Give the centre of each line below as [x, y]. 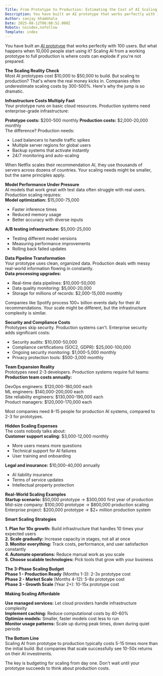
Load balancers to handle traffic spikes [51, 140]
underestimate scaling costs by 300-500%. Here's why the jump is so [75, 86]
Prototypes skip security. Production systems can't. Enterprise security [76, 327]
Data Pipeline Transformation [35, 258]
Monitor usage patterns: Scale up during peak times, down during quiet [77, 624]
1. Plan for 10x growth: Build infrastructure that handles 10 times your [74, 528]
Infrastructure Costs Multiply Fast [40, 101]
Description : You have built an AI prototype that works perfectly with [80, 14]
